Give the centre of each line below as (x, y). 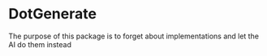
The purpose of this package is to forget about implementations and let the (134, 36)
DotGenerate (53, 14)
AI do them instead (40, 44)
